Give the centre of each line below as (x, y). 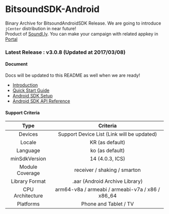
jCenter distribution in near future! (41, 28)
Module (28, 167)
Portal (11, 39)
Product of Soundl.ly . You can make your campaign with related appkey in (82, 34)
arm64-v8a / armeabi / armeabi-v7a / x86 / (107, 189)
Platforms (28, 204)
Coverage (28, 173)
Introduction (25, 85)
